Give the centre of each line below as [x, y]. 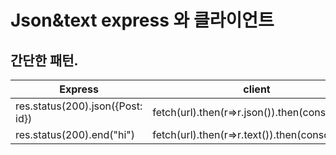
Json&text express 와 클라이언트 [142, 20]
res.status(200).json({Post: [79, 106]
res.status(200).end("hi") [75, 134]
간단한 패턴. [44, 60]
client [257, 89]
